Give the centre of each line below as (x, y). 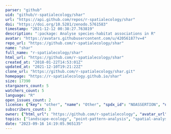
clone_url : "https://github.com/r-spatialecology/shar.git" (70, 72)
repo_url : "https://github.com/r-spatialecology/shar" (65, 43)
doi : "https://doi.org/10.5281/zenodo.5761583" (57, 24)
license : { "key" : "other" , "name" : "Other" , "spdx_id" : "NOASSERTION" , (83, 105)
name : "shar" (19, 48)
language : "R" (20, 95)
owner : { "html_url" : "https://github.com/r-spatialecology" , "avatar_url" (86, 114)
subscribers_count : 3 (28, 110)
